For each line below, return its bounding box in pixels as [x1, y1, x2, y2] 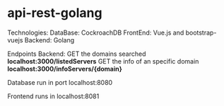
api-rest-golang [7, 5, 102, 21]
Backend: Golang [24, 35, 75, 44]
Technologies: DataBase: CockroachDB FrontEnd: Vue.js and [7, 28, 184, 37]
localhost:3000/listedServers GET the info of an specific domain [7, 57, 199, 65]
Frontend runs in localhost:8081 [7, 92, 100, 100]
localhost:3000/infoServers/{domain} [7, 64, 122, 73]
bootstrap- [185, 28, 217, 37]
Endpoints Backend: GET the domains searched [7, 49, 146, 58]
